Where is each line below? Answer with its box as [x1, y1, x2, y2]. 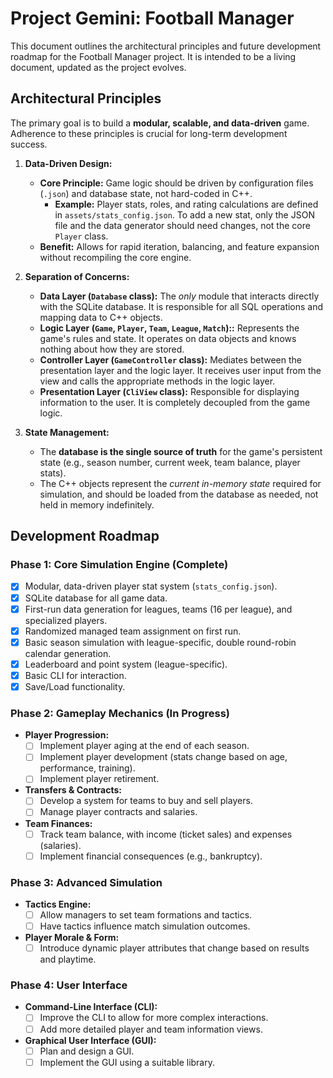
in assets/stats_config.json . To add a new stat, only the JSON [54, 208, 315, 221]
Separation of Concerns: [24, 270, 130, 282]
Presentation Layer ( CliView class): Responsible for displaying [39, 385, 300, 397]
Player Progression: [24, 729, 110, 741]
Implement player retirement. [39, 773, 160, 785]
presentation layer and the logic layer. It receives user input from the [39, 364, 322, 376]
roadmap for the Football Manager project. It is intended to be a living [10, 50, 297, 62]
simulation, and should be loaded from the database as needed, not [39, 488, 319, 500]
